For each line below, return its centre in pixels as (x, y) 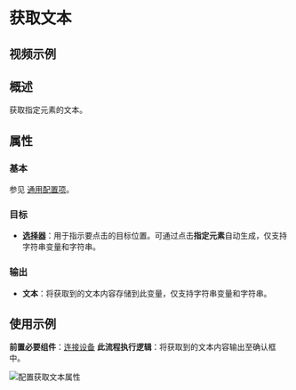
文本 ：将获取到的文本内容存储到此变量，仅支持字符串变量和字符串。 (147, 293)
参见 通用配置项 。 (41, 190)
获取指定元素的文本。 (48, 110)
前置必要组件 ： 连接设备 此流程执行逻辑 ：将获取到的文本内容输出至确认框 (143, 347)
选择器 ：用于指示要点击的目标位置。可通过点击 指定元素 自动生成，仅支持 (154, 236)
